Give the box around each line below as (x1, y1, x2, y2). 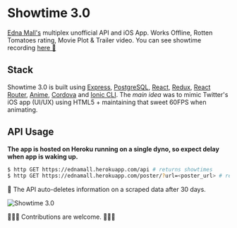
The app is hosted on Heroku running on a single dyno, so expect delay (7, 144, 220, 153)
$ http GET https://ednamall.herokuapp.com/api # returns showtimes (7, 166, 213, 173)
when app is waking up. (7, 152, 79, 161)
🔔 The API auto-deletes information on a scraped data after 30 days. (7, 186, 206, 194)
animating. (7, 105, 38, 114)
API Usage (7, 126, 54, 138)
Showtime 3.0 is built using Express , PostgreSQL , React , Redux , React (7, 83, 211, 91)
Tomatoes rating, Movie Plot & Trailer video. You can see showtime (7, 35, 202, 44)
